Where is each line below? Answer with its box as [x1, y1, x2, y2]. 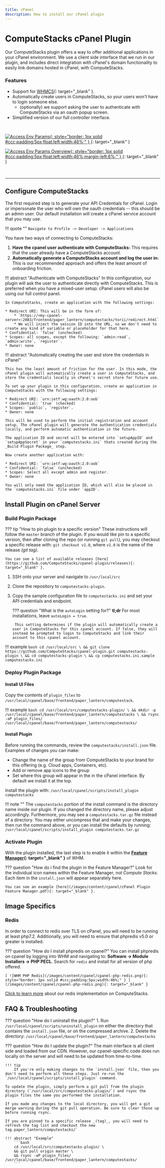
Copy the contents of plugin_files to [5, 692, 81, 698]
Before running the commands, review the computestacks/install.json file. [5, 742, 157, 748]
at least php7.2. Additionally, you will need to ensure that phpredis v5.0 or [5, 933, 154, 939]
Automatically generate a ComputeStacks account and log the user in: [12, 255, 159, 261]
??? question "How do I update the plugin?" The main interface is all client [5, 1043, 155, 1049]
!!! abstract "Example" [5, 1136, 54, 1141]
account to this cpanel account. [12, 635, 81, 640]
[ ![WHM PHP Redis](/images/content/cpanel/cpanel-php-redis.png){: [5, 973, 148, 978]
